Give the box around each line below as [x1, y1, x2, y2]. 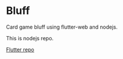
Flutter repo [6, 46, 35, 53]
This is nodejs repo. [6, 34, 54, 41]
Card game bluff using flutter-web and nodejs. [6, 23, 118, 30]
